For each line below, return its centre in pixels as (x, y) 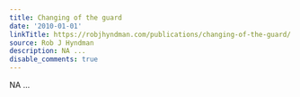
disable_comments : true (54, 59)
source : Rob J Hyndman (52, 43)
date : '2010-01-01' (46, 26)
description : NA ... (48, 51)
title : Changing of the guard (66, 18)
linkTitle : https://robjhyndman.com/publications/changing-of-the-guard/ (150, 34)
